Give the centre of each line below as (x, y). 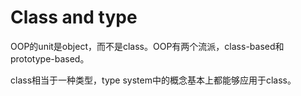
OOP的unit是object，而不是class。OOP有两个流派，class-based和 (147, 46)
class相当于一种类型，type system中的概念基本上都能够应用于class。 (153, 80)
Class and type (74, 17)
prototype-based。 (50, 58)
